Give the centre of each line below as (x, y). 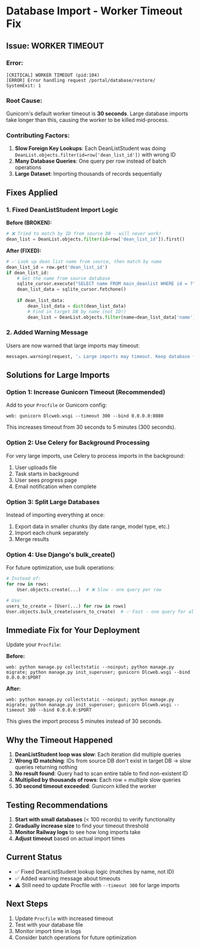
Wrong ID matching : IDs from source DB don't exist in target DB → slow (103, 761)
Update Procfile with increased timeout (64, 918)
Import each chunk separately (51, 533)
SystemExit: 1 (24, 85)
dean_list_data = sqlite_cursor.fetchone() (72, 289)
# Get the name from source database (64, 278)
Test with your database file (49, 924)
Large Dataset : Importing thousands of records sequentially (88, 174)
